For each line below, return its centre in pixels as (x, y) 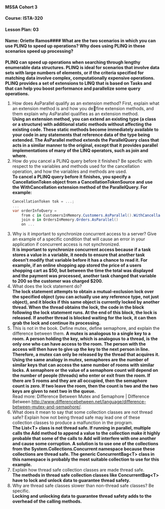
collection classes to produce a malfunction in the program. (73, 423)
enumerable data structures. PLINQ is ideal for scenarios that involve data (82, 67)
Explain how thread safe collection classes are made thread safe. (78, 470)
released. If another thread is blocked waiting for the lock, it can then (84, 318)
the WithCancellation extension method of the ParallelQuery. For (80, 187)
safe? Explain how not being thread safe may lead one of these (76, 418)
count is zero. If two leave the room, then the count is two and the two (85, 386)
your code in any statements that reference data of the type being (81, 135)
